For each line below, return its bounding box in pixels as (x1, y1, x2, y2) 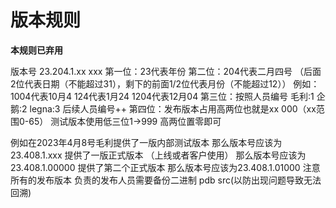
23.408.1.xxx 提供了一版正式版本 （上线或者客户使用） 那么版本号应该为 (10, 149, 307, 161)
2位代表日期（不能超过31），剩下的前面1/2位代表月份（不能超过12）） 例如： (10, 77, 320, 90)
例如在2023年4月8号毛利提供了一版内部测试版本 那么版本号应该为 (10, 136, 283, 148)
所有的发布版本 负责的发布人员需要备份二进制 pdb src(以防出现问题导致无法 (10, 174, 322, 186)
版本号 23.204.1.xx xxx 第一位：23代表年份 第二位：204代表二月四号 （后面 (10, 65, 322, 77)
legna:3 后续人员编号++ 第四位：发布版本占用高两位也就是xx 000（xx (29, 102, 317, 115)
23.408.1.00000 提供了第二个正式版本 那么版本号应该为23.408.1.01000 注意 (10, 161, 321, 173)
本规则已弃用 (10, 44, 63, 56)
